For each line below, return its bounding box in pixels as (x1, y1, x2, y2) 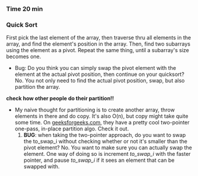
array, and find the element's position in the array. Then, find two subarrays (6, 40, 191, 47)
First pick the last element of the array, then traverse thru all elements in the (6, 34, 191, 41)
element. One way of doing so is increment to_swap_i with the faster (23, 151, 191, 158)
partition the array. (14, 84, 60, 91)
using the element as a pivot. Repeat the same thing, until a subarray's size (6, 47, 190, 54)
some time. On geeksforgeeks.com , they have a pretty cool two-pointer (14, 119, 190, 126)
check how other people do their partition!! (6, 95, 114, 102)
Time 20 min (6, 5, 43, 13)
